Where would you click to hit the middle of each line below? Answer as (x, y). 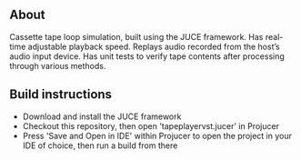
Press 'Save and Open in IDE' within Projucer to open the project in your (157, 135)
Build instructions (60, 95)
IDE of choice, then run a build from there (100, 145)
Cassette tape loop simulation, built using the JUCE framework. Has (136, 36)
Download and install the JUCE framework (102, 116)
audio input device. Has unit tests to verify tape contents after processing (147, 56)
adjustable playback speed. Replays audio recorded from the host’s (154, 46)
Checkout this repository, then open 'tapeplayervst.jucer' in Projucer (151, 125)
